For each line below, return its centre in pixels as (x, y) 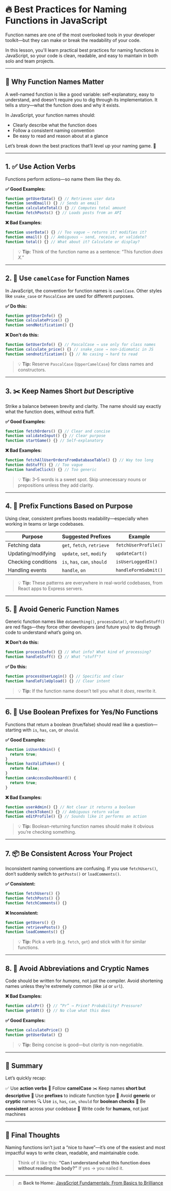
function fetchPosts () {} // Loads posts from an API (64, 213)
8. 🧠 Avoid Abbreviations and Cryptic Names (77, 968)
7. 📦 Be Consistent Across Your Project (69, 853)
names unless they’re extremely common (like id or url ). (65, 986)
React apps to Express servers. (50, 588)
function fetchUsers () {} (33, 894)
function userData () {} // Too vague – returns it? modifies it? (76, 232)
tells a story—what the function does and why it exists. (63, 105)
